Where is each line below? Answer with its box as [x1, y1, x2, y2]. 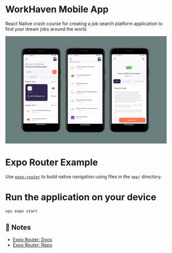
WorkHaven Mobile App [5, 4, 109, 15]
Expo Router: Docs [12, 237, 52, 243]
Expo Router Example [5, 156, 98, 168]
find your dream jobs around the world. [5, 26, 88, 32]
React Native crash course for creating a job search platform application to [5, 20, 163, 27]
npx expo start [5, 209, 38, 214]
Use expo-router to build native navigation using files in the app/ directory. [5, 173, 162, 179]
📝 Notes [5, 223, 31, 232]
